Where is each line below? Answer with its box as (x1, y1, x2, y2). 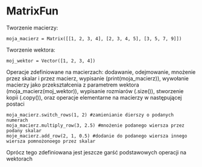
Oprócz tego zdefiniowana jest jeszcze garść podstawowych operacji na (6, 148, 187, 156)
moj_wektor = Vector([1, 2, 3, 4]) (6, 58, 96, 64)
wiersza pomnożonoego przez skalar (6, 138, 96, 144)
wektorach (6, 155, 33, 162)
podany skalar (6, 127, 42, 133)
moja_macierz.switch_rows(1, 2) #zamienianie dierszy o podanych (6, 112, 174, 118)
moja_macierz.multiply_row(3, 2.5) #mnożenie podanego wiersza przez (6, 122, 185, 129)
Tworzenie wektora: (6, 46, 55, 53)
